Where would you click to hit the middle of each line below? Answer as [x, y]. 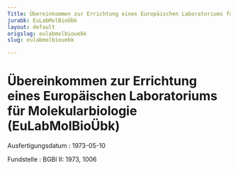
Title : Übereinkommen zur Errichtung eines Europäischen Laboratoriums [115, 14]
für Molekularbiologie [72, 111]
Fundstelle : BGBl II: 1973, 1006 [52, 159]
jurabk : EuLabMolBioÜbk [42, 20]
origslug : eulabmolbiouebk [47, 34]
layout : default [31, 27]
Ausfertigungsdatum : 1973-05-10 [57, 146]
